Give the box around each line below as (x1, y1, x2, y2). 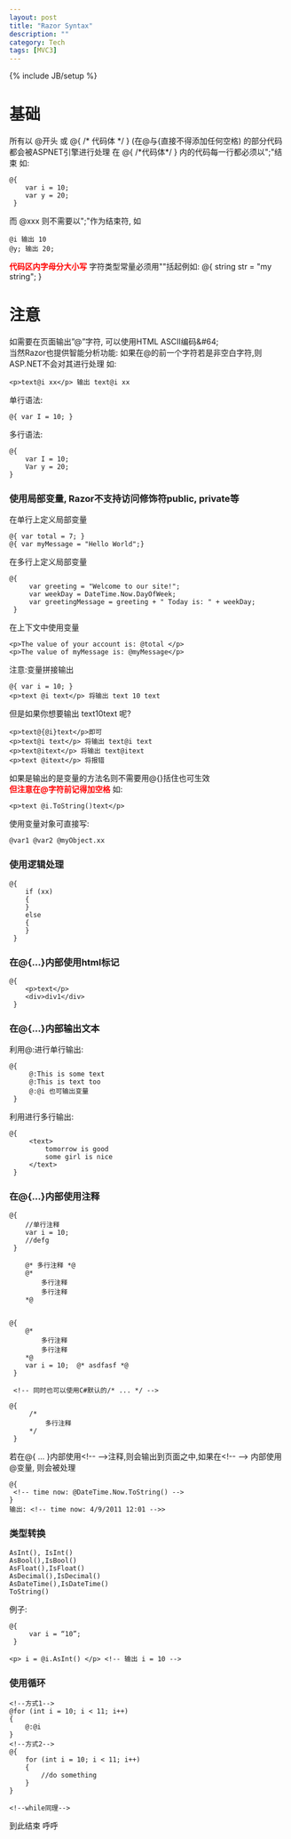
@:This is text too (28, 1077, 101, 1086)
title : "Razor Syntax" (9, 21, 93, 30)
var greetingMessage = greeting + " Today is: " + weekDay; (28, 598, 256, 607)
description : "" (9, 29, 69, 38)
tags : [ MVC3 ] (9, 46, 58, 55)
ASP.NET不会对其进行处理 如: (9, 359, 117, 369)
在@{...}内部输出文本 (9, 1022, 100, 1035)
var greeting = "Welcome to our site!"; (28, 582, 180, 592)
